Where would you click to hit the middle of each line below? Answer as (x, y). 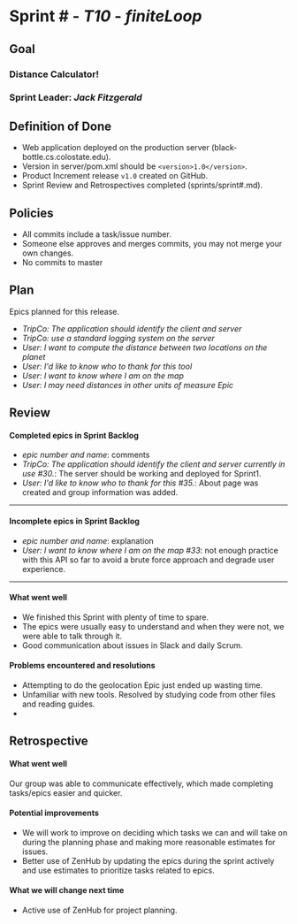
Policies (32, 213)
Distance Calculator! (54, 74)
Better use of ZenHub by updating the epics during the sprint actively (148, 860)
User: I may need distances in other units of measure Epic (128, 385)
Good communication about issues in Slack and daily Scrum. (132, 645)
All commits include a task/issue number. (97, 234)
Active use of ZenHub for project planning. (99, 910)
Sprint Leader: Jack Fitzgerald (76, 97)
